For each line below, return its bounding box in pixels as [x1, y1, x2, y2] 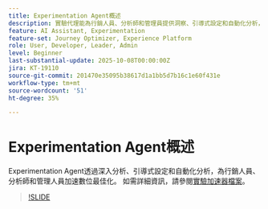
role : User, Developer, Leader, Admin [8, 42, 138, 50]
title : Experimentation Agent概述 [8, 11, 122, 20]
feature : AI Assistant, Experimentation [8, 27, 146, 35]
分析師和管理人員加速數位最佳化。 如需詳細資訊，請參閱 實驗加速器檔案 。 [8, 176, 250, 186]
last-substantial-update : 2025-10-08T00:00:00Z [8, 57, 171, 65]
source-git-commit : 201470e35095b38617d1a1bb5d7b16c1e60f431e [8, 72, 221, 80]
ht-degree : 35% [8, 94, 59, 102]
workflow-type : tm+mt [8, 79, 81, 87]
